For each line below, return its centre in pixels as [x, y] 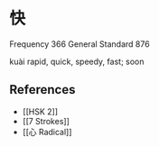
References [42, 90]
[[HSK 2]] [40, 111]
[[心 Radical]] [47, 132]
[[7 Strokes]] [46, 121]
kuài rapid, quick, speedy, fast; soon [77, 61]
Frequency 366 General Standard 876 [80, 44]
